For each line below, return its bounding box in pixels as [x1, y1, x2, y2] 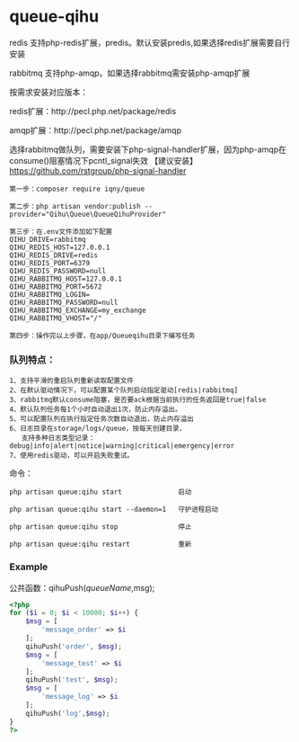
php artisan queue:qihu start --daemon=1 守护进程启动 [9, 505, 219, 514]
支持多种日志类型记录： [21, 434, 96, 443]
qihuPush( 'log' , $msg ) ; [25, 709, 110, 718]
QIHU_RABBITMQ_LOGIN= [9, 290, 91, 299]
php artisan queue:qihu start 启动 [9, 487, 192, 496]
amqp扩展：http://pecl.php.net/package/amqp [9, 124, 182, 136]
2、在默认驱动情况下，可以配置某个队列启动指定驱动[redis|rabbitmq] [9, 386, 239, 395]
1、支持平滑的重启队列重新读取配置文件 [9, 376, 135, 386]
